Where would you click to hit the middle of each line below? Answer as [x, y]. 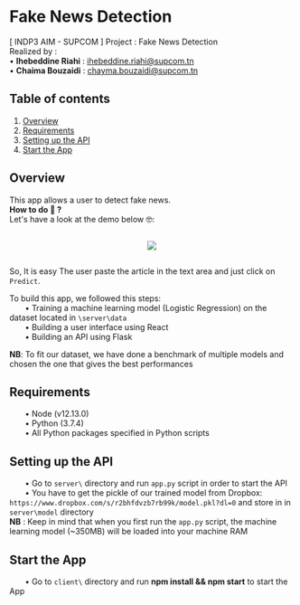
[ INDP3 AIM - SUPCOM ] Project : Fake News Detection [114, 42]
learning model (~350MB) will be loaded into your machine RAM [129, 532]
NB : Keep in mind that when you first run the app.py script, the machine [143, 522]
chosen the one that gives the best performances [101, 364]
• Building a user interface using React [97, 326]
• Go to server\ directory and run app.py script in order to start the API [156, 483]
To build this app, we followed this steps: [85, 298]
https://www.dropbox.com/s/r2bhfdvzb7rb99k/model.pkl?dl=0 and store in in [150, 503]
